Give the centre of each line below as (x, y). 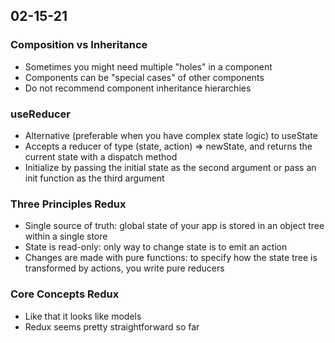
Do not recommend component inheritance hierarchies (138, 88)
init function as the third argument (94, 178)
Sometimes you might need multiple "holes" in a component (148, 66)
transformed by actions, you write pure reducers (124, 268)
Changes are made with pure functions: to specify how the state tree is (171, 258)
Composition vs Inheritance (79, 45)
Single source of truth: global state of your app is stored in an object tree (174, 226)
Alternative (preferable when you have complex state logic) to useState (171, 135)
